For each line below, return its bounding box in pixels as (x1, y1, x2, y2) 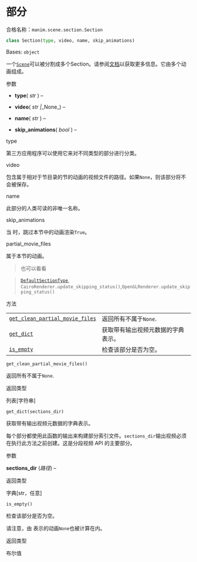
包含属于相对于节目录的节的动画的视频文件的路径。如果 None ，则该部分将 (6, 173, 181, 180)
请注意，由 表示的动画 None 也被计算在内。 (6, 524, 106, 531)
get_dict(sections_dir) (6, 409, 64, 415)
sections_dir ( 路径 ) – (6, 465, 57, 472)
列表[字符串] (6, 397, 36, 404)
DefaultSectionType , (20, 277, 70, 284)
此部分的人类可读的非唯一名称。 (6, 204, 83, 211)
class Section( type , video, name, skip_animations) (6, 38, 135, 43)
